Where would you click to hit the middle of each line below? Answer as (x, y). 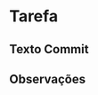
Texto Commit (49, 49)
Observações (48, 79)
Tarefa (34, 16)
